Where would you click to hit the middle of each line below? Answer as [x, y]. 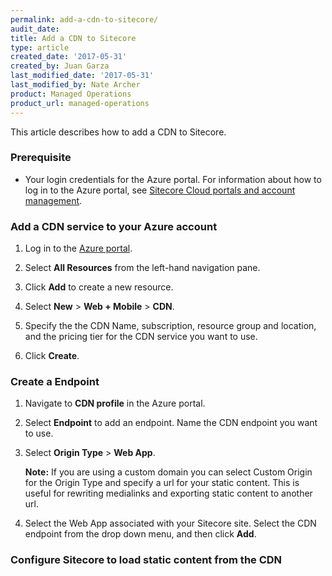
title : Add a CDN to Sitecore [73, 38]
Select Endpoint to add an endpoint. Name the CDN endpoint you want [171, 423]
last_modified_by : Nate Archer [75, 85]
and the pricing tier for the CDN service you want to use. [141, 337]
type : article [40, 47]
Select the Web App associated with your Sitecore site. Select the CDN [170, 523]
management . [53, 200]
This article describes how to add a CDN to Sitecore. [118, 132]
